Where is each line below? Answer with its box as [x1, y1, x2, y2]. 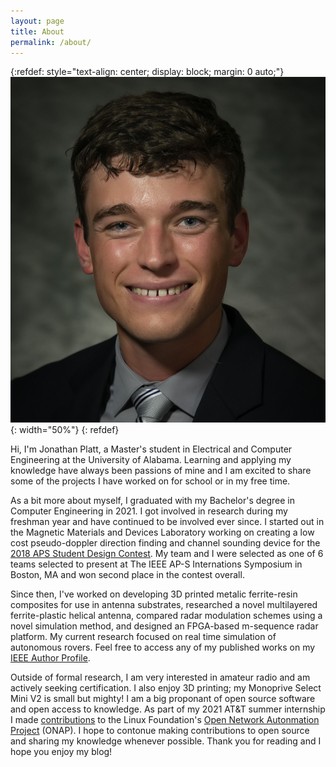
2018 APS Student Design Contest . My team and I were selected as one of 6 [10, 547, 324, 559]
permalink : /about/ [10, 37, 92, 47]
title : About [10, 26, 65, 37]
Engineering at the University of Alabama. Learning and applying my [10, 453, 292, 465]
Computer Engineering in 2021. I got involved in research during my [10, 505, 288, 517]
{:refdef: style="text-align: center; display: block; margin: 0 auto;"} [10, 66, 285, 78]
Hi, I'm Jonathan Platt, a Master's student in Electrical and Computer [10, 443, 293, 455]
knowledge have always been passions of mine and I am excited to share [10, 464, 312, 476]
